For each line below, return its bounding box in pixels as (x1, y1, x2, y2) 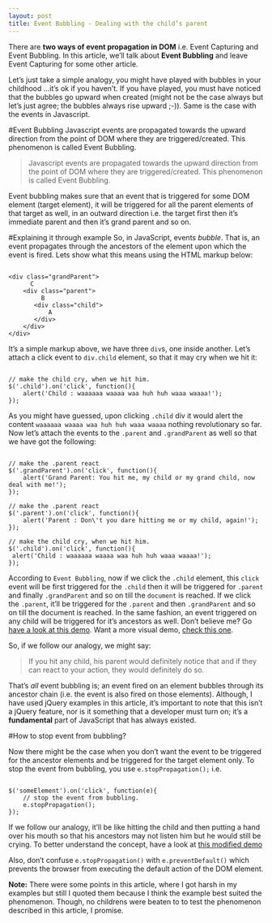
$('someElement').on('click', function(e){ (8, 787, 158, 795)
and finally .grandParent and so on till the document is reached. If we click (8, 590, 252, 600)
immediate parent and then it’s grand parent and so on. (8, 217, 192, 226)
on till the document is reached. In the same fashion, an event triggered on (8, 607, 257, 617)
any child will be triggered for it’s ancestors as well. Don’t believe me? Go (8, 616, 253, 626)
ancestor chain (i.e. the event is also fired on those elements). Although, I (8, 689, 253, 699)
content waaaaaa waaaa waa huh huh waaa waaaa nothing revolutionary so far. (8, 419, 262, 429)
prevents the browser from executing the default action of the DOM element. (8, 864, 264, 873)
